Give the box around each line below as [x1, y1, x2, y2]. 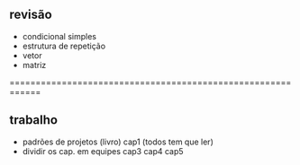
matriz [22, 59, 47, 70]
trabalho [9, 112, 59, 128]
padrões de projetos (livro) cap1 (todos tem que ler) [22, 136, 214, 147]
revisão [9, 7, 52, 22]
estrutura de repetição [22, 40, 106, 51]
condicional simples [22, 30, 97, 41]
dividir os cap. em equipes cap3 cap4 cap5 [22, 145, 184, 156]
